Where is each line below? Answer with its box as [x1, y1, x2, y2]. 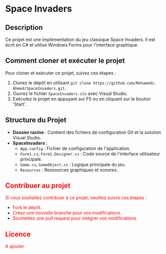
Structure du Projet [5, 116, 67, 124]
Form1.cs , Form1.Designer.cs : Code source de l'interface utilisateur [20, 150, 160, 157]
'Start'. [12, 101, 27, 107]
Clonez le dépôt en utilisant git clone [12, 79, 91, 86]
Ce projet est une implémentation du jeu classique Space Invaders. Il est [5, 36, 155, 42]
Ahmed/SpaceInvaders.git [12, 86, 65, 91]
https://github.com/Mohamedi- [93, 80, 156, 86]
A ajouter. [5, 243, 25, 249]
